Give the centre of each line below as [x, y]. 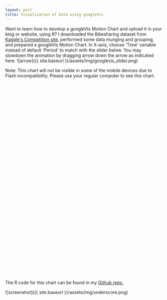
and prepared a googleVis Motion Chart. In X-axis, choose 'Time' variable [81, 44]
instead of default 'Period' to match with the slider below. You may [73, 50]
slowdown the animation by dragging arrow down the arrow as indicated [80, 55]
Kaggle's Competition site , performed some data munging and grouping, [80, 39]
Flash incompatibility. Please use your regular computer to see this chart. [80, 75]
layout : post [19, 10]
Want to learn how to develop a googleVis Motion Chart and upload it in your [83, 28]
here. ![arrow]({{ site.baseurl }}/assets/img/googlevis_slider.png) [72, 60]
